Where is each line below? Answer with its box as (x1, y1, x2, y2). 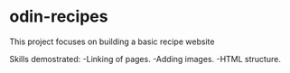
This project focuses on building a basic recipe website (9, 36, 215, 47)
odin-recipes (9, 6, 108, 27)
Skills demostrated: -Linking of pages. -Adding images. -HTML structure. (9, 53, 282, 64)
